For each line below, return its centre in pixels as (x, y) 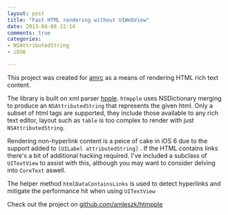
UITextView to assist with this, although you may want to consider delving (111, 163)
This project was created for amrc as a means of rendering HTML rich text (113, 77)
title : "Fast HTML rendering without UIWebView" (78, 20)
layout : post (26, 13)
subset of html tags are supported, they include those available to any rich (113, 113)
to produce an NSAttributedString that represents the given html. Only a (110, 105)
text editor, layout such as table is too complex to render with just (101, 120)
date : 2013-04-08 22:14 (41, 26)
